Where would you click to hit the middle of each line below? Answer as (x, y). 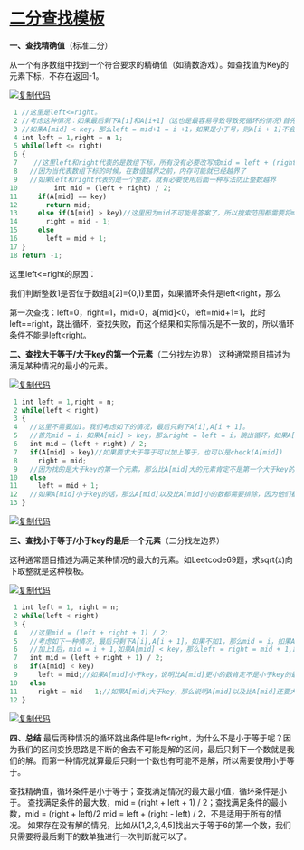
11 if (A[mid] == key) (58, 196)
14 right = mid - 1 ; (60, 222)
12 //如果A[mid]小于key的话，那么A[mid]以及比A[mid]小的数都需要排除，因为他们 (150, 494)
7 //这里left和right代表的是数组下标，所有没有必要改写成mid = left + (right (155, 163)
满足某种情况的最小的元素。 (61, 365)
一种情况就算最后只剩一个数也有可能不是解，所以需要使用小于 (171, 760)
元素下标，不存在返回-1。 (57, 76)
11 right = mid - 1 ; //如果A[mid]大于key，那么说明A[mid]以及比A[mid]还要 (150, 692)
